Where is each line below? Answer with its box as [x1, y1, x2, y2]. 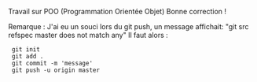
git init [11, 46, 41, 54]
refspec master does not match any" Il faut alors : [8, 31, 169, 39]
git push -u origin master [11, 66, 101, 74]
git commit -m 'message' [11, 59, 93, 67]
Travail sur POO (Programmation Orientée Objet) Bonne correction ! [8, 7, 226, 16]
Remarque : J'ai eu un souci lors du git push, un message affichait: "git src [8, 22, 249, 31]
